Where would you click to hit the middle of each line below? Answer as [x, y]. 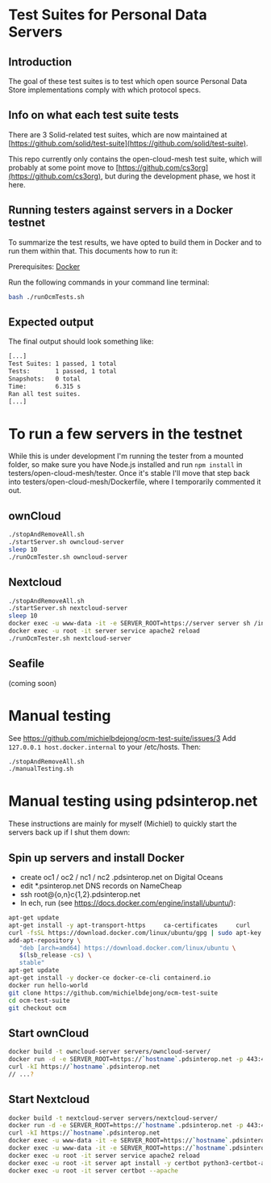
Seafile [27, 664]
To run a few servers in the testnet [125, 434]
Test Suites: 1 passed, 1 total [63, 364]
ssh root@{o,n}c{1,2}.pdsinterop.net [80, 894]
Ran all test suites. [45, 394]
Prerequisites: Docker [44, 266]
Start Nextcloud [49, 1099]
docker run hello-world [48, 985]
